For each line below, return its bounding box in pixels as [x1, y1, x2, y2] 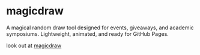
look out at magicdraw [6, 42, 62, 49]
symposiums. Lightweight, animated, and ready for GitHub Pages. [6, 30, 169, 37]
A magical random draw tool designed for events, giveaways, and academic [6, 24, 194, 31]
